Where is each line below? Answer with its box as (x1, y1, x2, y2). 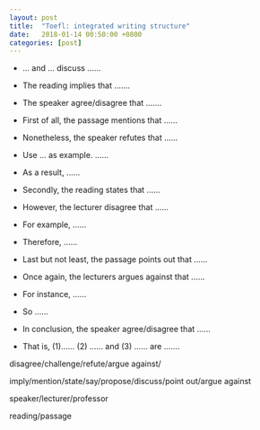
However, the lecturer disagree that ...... (22, 202, 169, 213)
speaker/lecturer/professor (9, 393, 109, 404)
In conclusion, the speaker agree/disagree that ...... (22, 324, 211, 335)
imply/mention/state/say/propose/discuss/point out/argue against (9, 376, 252, 387)
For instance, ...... (22, 289, 87, 300)
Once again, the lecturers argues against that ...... (22, 271, 205, 283)
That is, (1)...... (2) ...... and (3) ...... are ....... (22, 341, 180, 352)
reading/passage (9, 410, 73, 422)
